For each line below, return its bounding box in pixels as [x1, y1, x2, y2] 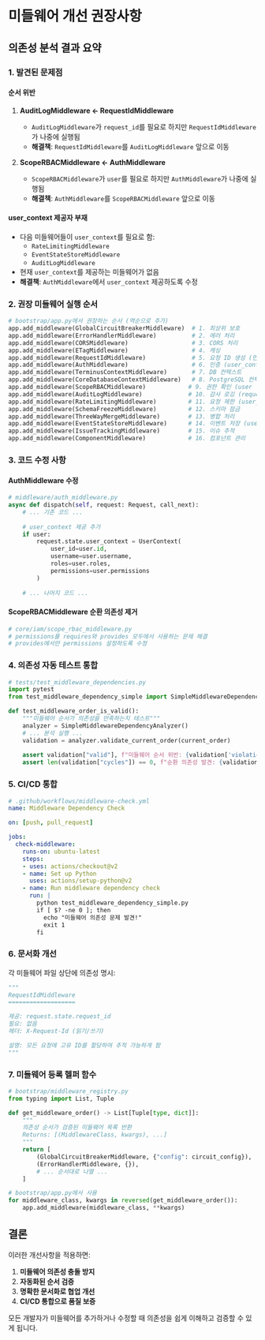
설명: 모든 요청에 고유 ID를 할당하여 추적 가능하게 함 [8, 1041, 161, 1050]
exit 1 [43, 921, 65, 929]
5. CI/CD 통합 [8, 779, 58, 790]
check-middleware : [15, 840, 77, 848]
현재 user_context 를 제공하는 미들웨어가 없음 [19, 267, 159, 276]
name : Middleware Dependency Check [8, 804, 125, 813]
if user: [22, 530, 51, 538]
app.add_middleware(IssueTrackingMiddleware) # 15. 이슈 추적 [8, 427, 235, 435]
